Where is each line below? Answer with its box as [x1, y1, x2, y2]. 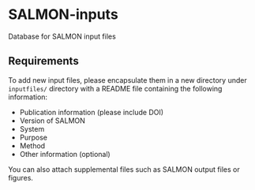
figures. [8, 173, 34, 182]
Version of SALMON [19, 116, 85, 125]
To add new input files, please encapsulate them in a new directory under [8, 75, 247, 84]
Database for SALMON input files [8, 32, 116, 41]
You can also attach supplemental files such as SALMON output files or [8, 164, 240, 174]
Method [19, 140, 46, 151]
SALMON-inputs [8, 6, 118, 24]
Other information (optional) [19, 149, 111, 158]
